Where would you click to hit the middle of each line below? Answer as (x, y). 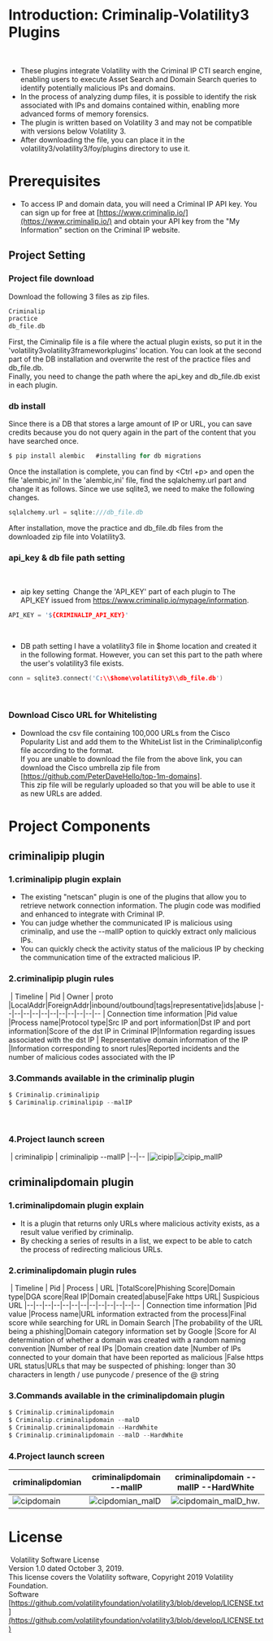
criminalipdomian (47, 1482)
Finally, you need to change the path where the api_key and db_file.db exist (134, 377)
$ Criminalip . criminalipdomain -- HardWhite (83, 1428)
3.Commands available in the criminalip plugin (102, 1078)
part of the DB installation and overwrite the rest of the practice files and (130, 359)
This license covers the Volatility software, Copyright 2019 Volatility (121, 1578)
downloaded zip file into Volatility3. (67, 537)
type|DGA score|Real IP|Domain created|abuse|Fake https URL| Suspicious (134, 1297)
